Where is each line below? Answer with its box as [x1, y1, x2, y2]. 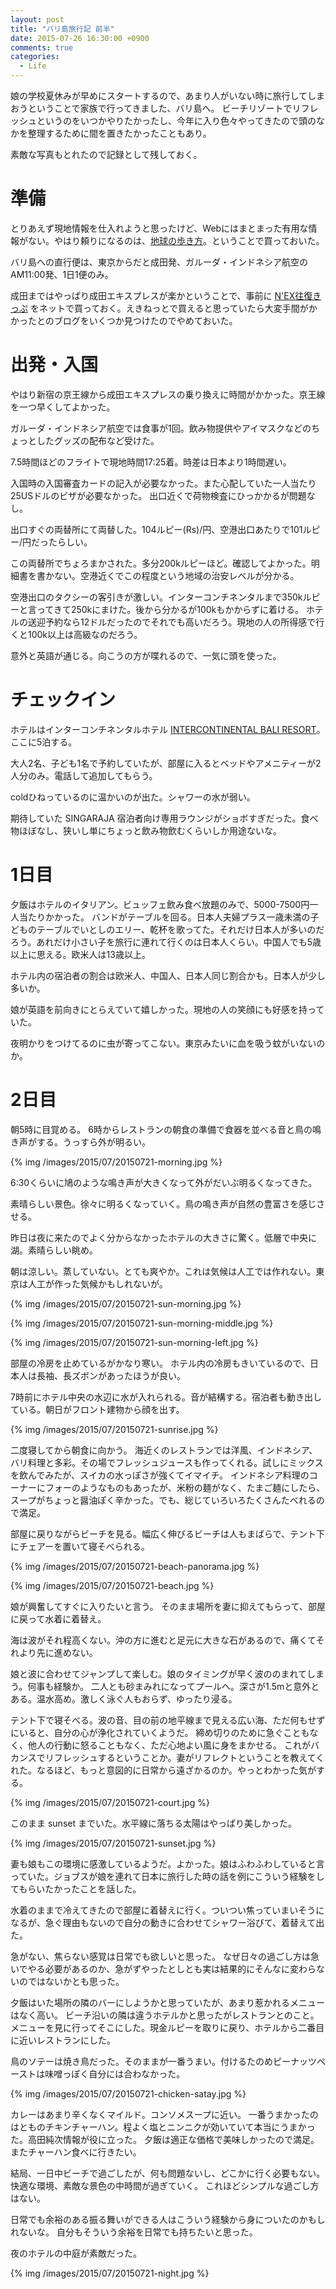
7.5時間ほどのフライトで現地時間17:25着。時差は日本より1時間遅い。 [10, 456, 292, 468]
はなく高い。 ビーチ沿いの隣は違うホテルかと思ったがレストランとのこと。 [10, 2009, 320, 2021]
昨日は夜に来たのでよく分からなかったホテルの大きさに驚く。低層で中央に [10, 1231, 317, 1243]
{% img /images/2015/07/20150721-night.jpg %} [10, 2267, 210, 2279]
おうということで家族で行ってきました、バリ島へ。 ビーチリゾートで [10, 102, 293, 114]
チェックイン [10, 689, 117, 711]
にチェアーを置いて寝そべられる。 [10, 1540, 150, 1552]
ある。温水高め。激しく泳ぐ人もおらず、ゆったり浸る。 [10, 1692, 238, 1705]
